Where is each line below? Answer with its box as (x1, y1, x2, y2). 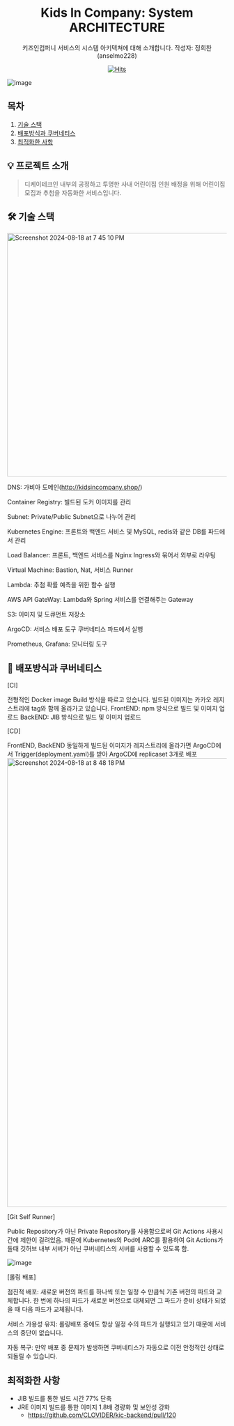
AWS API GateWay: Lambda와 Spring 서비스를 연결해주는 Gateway (7, 596, 194, 604)
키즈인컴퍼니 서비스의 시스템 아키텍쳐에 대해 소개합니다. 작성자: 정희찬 (22, 43, 212, 52)
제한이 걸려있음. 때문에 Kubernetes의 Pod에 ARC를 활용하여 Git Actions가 (19, 1236, 224, 1244)
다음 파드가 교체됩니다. (22, 1305, 84, 1314)
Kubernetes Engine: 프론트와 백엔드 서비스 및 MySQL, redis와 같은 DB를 (7, 527, 207, 536)
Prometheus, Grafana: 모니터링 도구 (7, 640, 108, 649)
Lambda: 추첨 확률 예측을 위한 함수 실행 (7, 580, 116, 589)
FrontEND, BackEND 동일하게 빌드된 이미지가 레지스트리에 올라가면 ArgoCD (7, 741, 216, 750)
